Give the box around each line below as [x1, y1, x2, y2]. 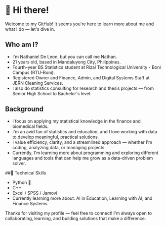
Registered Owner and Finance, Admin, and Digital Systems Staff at [12, 74, 150, 81]
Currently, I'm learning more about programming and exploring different [12, 150, 159, 156]
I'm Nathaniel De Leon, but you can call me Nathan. [12, 54, 117, 59]
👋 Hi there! [5, 4, 49, 16]
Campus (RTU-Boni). [12, 69, 55, 75]
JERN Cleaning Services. [12, 80, 63, 86]
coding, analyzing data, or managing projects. [12, 144, 106, 150]
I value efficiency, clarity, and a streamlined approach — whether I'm [12, 139, 152, 145]
